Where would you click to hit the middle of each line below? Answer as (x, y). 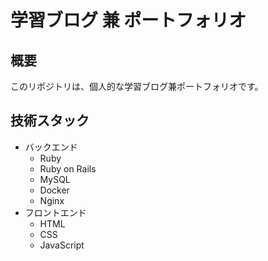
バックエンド (51, 147)
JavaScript (62, 245)
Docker (54, 190)
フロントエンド (55, 212)
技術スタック (50, 121)
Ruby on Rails (68, 168)
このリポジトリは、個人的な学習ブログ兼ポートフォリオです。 (137, 86)
